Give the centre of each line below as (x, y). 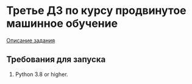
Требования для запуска (56, 59)
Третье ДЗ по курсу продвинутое (97, 11)
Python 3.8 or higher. (41, 74)
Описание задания (31, 40)
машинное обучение (62, 23)
